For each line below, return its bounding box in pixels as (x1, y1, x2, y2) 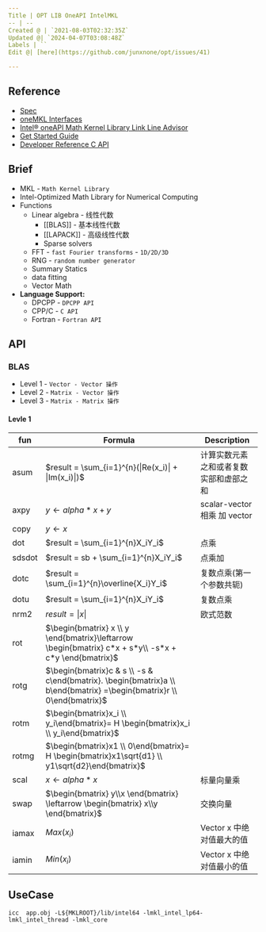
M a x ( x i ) (45, 827, 74, 839)
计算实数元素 (200, 449, 249, 460)
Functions (19, 200, 53, 210)
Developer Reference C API (19, 140, 109, 149)
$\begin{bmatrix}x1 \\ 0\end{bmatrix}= (45, 740, 190, 751)
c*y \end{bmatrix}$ (45, 652, 119, 663)
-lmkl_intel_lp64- (142, 909, 203, 917)
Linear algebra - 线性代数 (31, 209, 114, 219)
